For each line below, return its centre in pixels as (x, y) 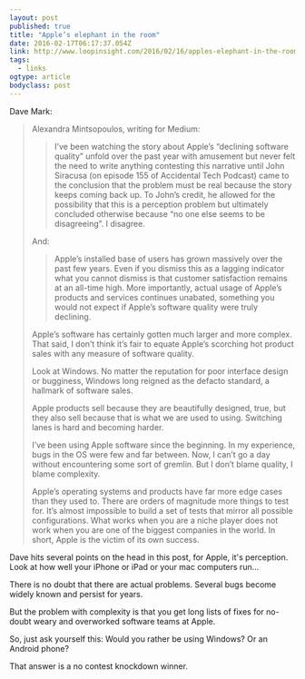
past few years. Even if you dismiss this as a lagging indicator (169, 268)
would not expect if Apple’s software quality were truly (156, 307)
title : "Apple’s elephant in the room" (85, 34)
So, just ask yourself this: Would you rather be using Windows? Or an (138, 639)
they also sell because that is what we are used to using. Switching (157, 418)
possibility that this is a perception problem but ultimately (162, 204)
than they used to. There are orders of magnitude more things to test (160, 501)
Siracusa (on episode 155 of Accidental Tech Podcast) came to (172, 175)
